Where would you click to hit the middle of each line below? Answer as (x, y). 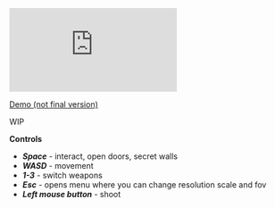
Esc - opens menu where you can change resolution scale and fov (144, 185)
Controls (26, 139)
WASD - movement (58, 166)
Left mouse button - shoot (71, 194)
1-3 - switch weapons (62, 175)
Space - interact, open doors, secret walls (100, 156)
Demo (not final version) (54, 104)
